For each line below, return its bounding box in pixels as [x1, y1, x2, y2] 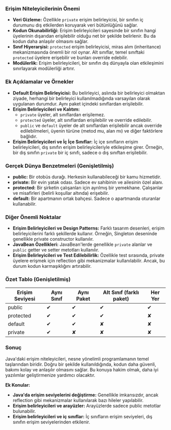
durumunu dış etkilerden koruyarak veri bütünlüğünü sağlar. [12, 22, 138, 28]
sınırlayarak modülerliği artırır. [12, 65, 75, 71]
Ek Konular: [5, 382, 31, 388]
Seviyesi [14, 295, 36, 302]
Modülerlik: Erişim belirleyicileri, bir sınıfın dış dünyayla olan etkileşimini [12, 60, 164, 66]
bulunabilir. [12, 408, 36, 414]
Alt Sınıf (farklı [103, 289, 139, 296]
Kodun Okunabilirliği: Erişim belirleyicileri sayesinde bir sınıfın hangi [12, 28, 156, 34]
